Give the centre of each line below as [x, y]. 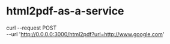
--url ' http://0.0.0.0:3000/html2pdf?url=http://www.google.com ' [85, 34]
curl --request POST [32, 28]
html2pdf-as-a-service [65, 11]
